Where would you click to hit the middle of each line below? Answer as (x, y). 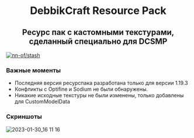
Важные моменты (34, 70)
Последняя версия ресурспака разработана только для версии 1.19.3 (101, 83)
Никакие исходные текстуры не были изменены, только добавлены (99, 95)
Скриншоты (24, 116)
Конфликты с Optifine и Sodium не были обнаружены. (81, 89)
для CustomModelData (42, 102)
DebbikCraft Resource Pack (98, 11)
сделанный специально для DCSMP (98, 41)
